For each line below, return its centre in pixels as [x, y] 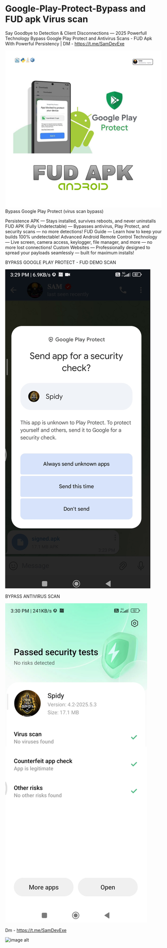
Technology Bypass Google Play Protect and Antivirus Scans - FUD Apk [79, 38]
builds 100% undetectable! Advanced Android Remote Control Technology [81, 237]
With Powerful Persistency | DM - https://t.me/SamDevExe [65, 43]
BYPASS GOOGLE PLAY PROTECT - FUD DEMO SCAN [61, 262]
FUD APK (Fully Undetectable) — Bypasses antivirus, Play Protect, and [78, 226]
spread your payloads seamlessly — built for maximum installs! [70, 253]
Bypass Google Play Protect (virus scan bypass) [54, 211]
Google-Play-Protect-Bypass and [75, 9]
